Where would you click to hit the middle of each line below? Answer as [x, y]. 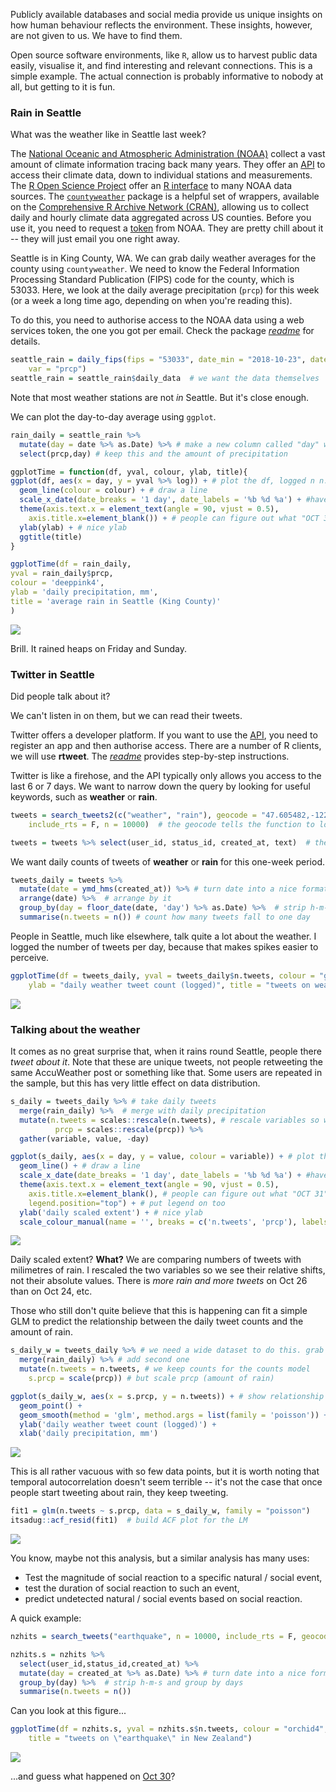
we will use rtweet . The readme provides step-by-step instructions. [150, 756]
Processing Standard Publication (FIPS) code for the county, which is [152, 280]
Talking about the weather [75, 1029]
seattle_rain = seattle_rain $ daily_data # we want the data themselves [165, 379]
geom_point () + [51, 1405]
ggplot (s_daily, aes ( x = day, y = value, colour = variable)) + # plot [162, 1157]
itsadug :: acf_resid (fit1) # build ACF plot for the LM [129, 1520]
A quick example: [46, 1618]
